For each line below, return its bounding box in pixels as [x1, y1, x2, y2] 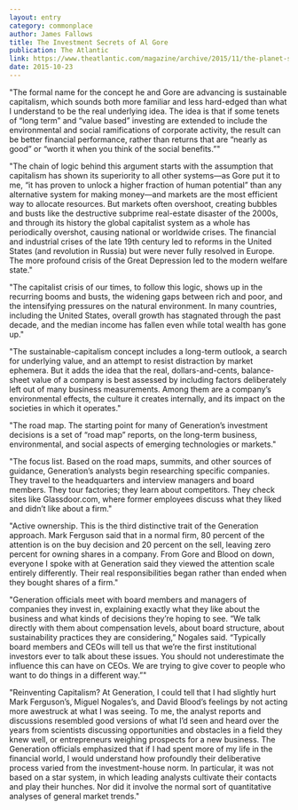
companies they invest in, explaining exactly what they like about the [9, 603, 260, 614]
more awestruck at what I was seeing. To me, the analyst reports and [9, 705, 262, 716]
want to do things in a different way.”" [9, 670, 147, 680]
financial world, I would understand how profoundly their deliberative [9, 752, 262, 764]
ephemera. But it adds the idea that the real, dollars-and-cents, [9, 365, 239, 376]
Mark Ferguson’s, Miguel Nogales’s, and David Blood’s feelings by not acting [9, 696, 288, 707]
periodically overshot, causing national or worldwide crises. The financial [9, 226, 277, 237]
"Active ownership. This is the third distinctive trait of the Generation [9, 520, 259, 531]
